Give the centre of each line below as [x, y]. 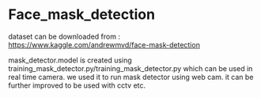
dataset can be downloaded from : [64, 36]
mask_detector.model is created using [70, 60]
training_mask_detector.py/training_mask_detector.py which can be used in [130, 68]
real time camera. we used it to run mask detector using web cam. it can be [131, 77]
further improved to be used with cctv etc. [77, 85]
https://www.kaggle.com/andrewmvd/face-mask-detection [104, 44]
